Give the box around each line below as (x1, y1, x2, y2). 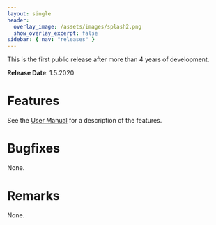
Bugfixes (7, 141, 61, 157)
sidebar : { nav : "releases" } (7, 36, 95, 43)
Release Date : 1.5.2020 (7, 69, 75, 77)
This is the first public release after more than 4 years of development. (7, 55, 210, 63)
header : (7, 17, 30, 24)
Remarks (7, 188, 61, 204)
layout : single (7, 10, 52, 17)
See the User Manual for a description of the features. (7, 116, 162, 125)
